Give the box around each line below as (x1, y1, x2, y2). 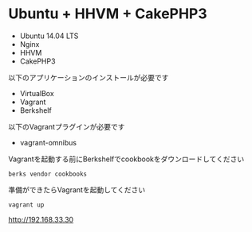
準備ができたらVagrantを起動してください (8, 184, 146, 195)
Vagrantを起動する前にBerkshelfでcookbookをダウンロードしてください (8, 154, 245, 164)
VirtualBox (19, 88, 54, 98)
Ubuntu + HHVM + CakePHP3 (8, 5, 207, 23)
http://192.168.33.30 (8, 215, 74, 224)
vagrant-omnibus (19, 137, 77, 147)
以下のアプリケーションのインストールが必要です (8, 72, 169, 82)
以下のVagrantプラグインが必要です (8, 122, 125, 131)
